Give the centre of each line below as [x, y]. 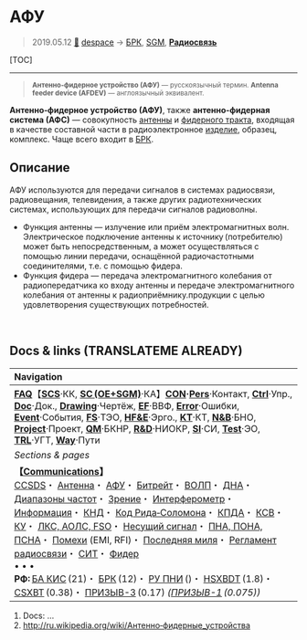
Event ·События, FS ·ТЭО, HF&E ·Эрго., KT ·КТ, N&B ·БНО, [135, 417]
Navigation [38, 376]
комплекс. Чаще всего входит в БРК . [81, 139]
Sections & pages [52, 455]
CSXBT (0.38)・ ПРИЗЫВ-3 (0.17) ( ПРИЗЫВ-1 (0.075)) [138, 593]
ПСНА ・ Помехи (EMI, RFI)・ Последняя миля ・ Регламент [145, 540]
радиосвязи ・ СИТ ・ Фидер [77, 553]
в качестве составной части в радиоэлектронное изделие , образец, [143, 129]
